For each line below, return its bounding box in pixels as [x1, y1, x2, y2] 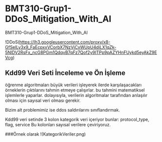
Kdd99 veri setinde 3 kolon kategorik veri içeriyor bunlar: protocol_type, [5, 116, 150, 122]
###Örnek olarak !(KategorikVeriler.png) [5, 131, 86, 137]
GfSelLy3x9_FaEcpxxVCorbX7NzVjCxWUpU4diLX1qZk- [5, 44, 117, 50]
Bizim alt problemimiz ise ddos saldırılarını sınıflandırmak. [5, 107, 121, 113]
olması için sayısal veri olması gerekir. [5, 97, 81, 103]
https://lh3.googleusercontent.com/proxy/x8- [19, 39, 111, 45]
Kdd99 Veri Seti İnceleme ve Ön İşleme [5, 69, 125, 77]
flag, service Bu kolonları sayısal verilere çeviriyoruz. [5, 121, 111, 127]
